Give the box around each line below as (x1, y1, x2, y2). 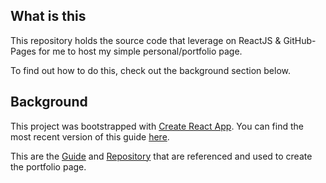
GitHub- (283, 34, 317, 46)
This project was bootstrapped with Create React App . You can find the (10, 120, 304, 132)
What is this (10, 8, 87, 25)
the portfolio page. (10, 160, 87, 173)
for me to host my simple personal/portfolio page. (38, 45, 243, 57)
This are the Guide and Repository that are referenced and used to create (10, 150, 313, 162)
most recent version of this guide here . (10, 130, 170, 143)
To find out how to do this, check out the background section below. (10, 64, 291, 76)
